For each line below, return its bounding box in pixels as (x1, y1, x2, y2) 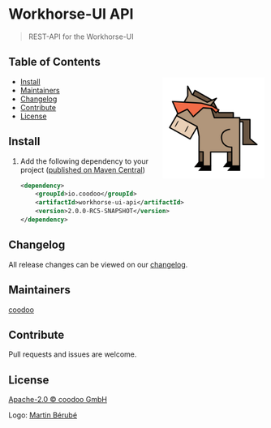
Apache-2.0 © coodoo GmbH (8, 395, 108, 404)
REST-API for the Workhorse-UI (28, 32, 134, 41)
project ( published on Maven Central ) (19, 165, 146, 174)
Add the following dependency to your (19, 156, 148, 166)
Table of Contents (8, 55, 101, 69)
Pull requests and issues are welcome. (8, 349, 137, 359)
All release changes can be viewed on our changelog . (8, 259, 188, 269)
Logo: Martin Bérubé (8, 410, 78, 420)
